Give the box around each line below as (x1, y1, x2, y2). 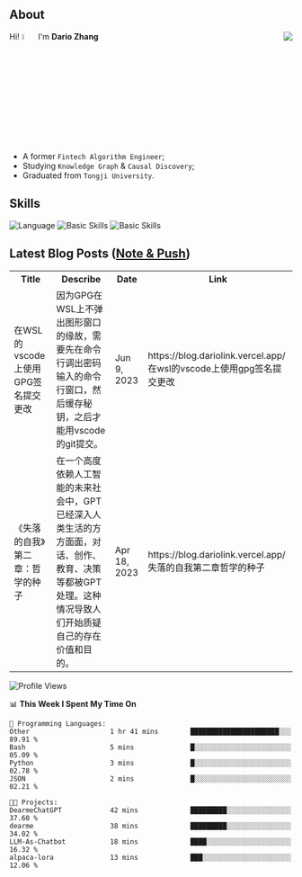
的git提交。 (56, 437, 103, 450)
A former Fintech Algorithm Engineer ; (22, 151, 165, 162)
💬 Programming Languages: (9, 719, 106, 728)
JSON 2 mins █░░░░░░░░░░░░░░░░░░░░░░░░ (9, 774, 292, 783)
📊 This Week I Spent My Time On (9, 698, 137, 709)
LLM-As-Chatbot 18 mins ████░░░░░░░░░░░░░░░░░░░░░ (9, 837, 292, 846)
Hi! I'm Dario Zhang (9, 31, 99, 41)
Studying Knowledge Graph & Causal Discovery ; (22, 161, 195, 172)
